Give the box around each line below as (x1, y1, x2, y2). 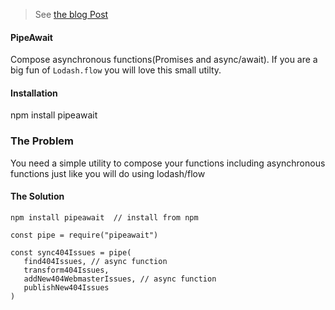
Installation (10, 87, 58, 99)
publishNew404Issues (23, 282, 110, 293)
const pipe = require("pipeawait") (10, 230, 159, 240)
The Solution (10, 190, 65, 203)
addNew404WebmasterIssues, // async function (23, 274, 217, 284)
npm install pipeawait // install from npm (10, 212, 199, 223)
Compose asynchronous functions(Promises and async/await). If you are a (10, 54, 318, 66)
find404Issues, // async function (23, 256, 168, 266)
